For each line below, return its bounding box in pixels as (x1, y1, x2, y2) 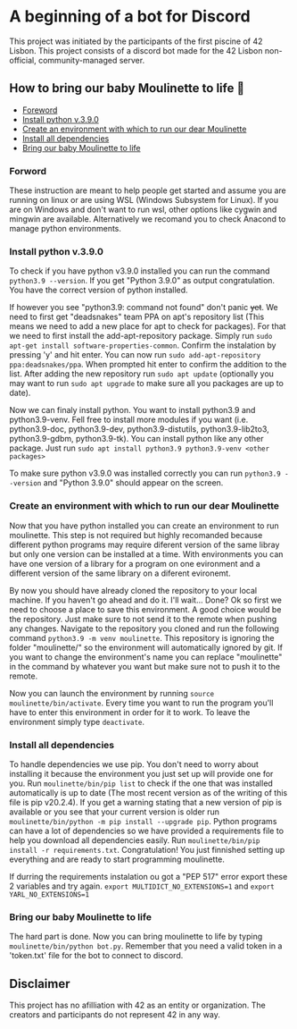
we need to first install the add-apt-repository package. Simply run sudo (9, 331, 273, 342)
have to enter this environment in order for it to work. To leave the (9, 706, 251, 717)
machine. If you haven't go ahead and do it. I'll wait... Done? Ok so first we (9, 595, 283, 605)
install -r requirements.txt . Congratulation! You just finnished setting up (9, 844, 285, 855)
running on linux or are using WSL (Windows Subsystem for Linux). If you (9, 195, 279, 206)
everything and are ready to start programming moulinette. (9, 854, 226, 865)
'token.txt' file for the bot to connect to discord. (9, 950, 184, 961)
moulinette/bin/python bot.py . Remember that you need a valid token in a (9, 940, 283, 951)
